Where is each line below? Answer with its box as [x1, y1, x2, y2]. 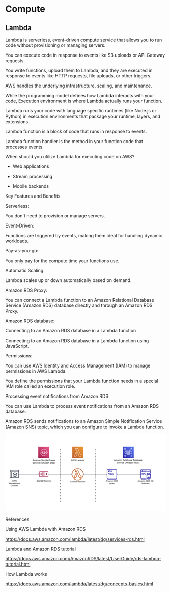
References [5, 516, 30, 522]
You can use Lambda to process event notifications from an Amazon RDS [5, 403, 159, 409]
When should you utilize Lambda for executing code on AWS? [5, 154, 135, 159]
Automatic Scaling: [5, 268, 45, 273]
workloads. [5, 238, 29, 244]
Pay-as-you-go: [5, 248, 39, 253]
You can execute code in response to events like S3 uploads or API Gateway [5, 52, 165, 58]
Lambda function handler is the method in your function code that [5, 138, 144, 144]
